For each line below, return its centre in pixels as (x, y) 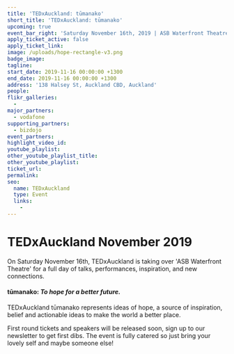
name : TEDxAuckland (42, 188)
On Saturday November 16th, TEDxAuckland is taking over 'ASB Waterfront (114, 261)
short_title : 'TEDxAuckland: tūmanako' (65, 20)
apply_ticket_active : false (48, 40)
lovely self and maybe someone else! (60, 343)
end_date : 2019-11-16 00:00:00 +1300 (62, 78)
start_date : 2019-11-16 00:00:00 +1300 (65, 72)
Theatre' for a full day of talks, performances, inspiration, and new (102, 268)
